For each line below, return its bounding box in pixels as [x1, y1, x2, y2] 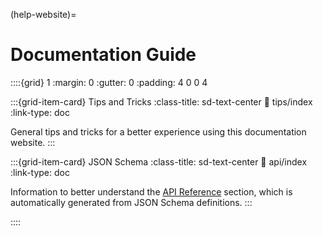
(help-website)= [10, 9, 77, 20]
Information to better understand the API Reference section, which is [10, 185, 293, 198]
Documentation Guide [10, 44, 197, 66]
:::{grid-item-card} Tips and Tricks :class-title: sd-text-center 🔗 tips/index [10, 95, 313, 108]
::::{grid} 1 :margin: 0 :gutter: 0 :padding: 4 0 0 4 [10, 76, 208, 88]
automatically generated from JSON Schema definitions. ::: [10, 196, 253, 208]
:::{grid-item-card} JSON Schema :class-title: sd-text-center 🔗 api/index [10, 155, 308, 168]
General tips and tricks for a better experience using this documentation [10, 125, 307, 138]
